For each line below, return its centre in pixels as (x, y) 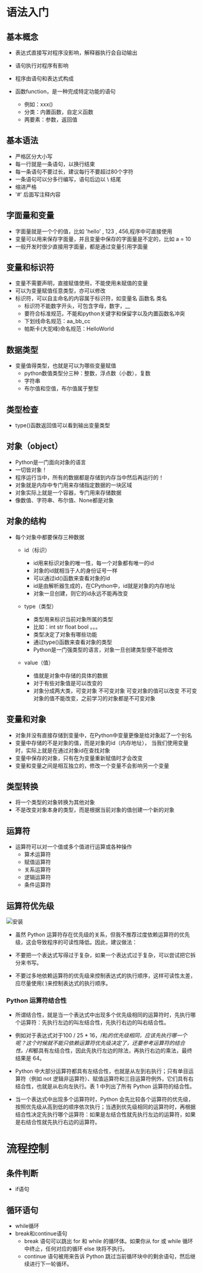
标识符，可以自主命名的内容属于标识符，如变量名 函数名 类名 (91, 298)
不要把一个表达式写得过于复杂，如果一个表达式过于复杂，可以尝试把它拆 (105, 955)
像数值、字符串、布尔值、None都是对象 (64, 500)
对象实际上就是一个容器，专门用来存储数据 (68, 492)
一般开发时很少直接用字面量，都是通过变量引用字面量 (82, 246)
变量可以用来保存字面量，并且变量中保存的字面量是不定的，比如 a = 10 (103, 239)
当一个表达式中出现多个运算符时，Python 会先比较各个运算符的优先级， (104, 1100)
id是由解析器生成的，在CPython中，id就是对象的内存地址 (104, 585)
